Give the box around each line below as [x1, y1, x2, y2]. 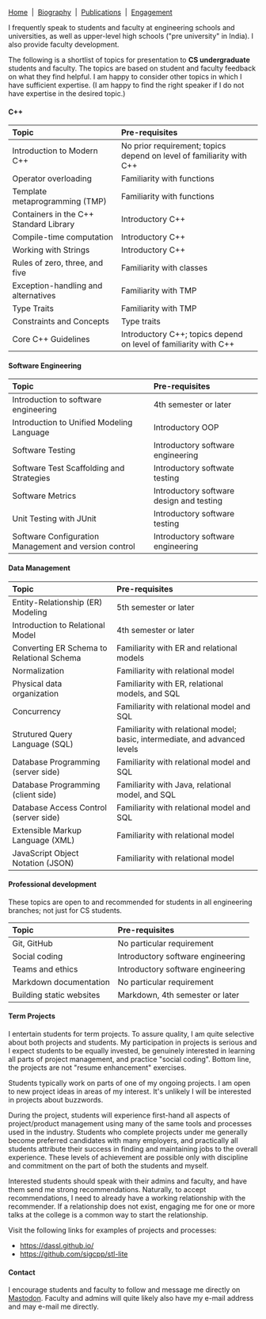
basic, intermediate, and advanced [116, 734, 245, 745]
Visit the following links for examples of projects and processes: [8, 1225, 217, 1235]
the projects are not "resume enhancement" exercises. [8, 1063, 187, 1072]
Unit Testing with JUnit [12, 513, 97, 524]
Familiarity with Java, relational [116, 779, 231, 790]
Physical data [12, 678, 63, 689]
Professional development [8, 880, 97, 889]
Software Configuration [12, 531, 100, 543]
